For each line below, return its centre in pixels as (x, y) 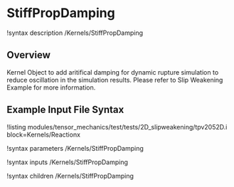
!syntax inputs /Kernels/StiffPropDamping (68, 162)
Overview (29, 55)
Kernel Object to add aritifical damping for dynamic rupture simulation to (113, 72)
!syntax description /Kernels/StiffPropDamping (75, 33)
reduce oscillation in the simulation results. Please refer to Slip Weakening (115, 80)
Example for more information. (51, 87)
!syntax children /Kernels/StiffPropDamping (70, 176)
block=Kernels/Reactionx (44, 134)
